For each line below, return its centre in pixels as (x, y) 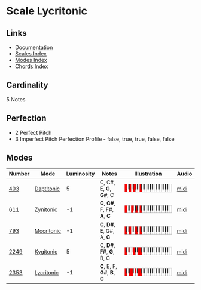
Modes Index (31, 60)
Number (19, 174)
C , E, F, (109, 266)
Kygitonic (46, 251)
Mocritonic (48, 230)
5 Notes (16, 99)
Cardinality (28, 85)
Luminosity (80, 174)
